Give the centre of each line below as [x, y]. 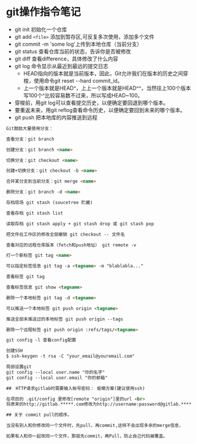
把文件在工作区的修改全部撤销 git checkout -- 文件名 [65, 234]
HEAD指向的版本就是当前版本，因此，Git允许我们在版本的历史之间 [103, 73]
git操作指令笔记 [43, 12]
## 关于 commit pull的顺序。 [39, 415]
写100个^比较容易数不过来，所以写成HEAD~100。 [83, 95]
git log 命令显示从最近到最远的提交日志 [61, 66]
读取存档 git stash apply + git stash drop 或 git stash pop [80, 223]
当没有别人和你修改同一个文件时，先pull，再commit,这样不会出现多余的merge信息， [95, 426]
